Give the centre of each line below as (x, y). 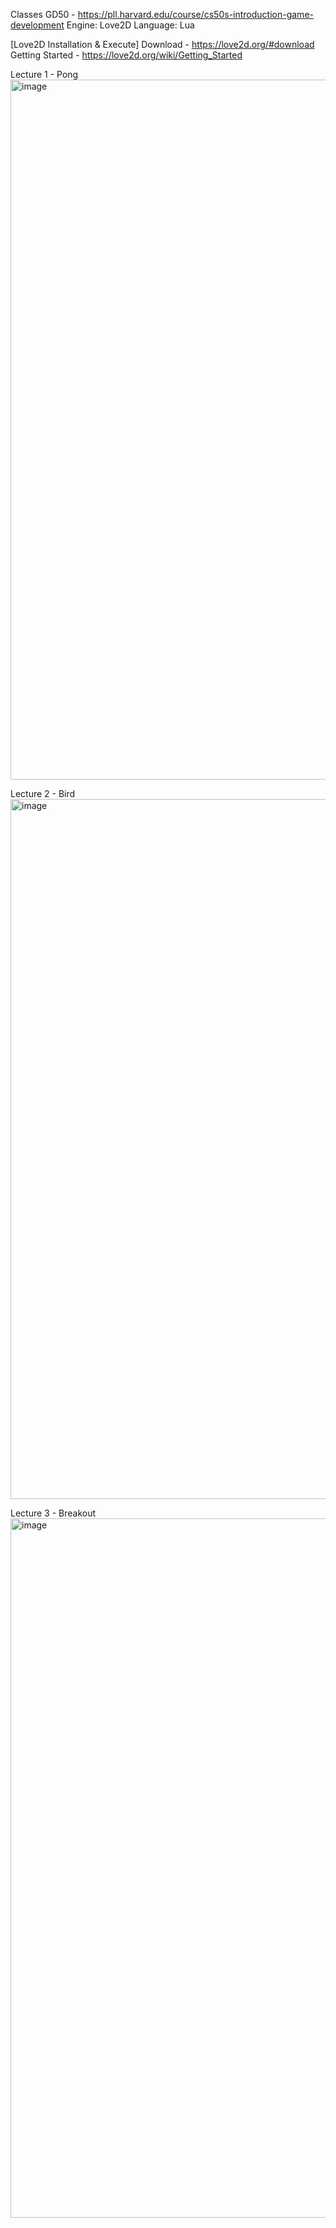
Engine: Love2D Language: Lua (130, 25)
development (37, 25)
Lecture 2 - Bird (43, 793)
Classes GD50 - (43, 14)
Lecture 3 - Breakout (53, 1513)
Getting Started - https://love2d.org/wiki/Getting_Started (126, 55)
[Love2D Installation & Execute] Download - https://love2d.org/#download (162, 44)
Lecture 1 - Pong (44, 74)
